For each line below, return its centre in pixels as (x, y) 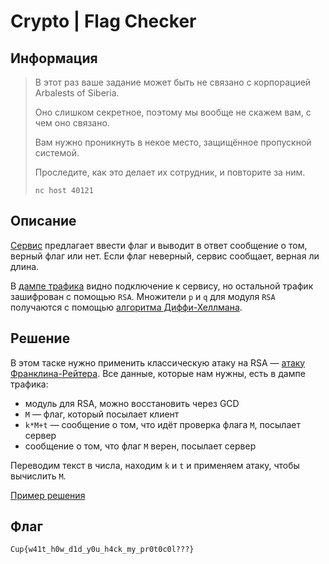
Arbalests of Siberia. (77, 93)
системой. (57, 153)
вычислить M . (38, 476)
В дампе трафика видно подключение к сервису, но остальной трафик (162, 286)
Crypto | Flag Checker (103, 21)
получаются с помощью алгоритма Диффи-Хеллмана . (126, 307)
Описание (43, 221)
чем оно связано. (72, 123)
